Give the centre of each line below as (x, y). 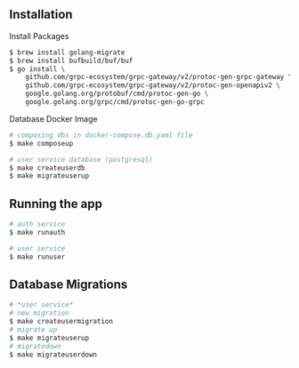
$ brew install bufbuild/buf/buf (71, 60)
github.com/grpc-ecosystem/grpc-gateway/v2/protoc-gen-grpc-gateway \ (159, 77)
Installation (41, 15)
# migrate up (33, 330)
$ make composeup (41, 143)
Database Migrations (69, 285)
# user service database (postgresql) (81, 159)
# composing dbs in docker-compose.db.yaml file (101, 135)
